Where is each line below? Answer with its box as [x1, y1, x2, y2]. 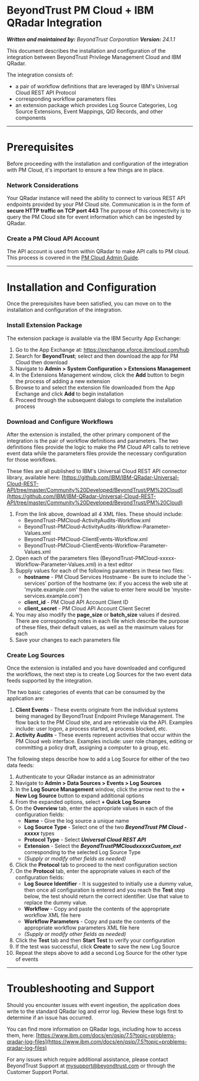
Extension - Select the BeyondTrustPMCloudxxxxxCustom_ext [24, 842, 181, 850]
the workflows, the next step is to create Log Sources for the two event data [6, 671, 192, 678]
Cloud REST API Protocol [15, 89, 76, 96]
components [15, 114, 46, 121]
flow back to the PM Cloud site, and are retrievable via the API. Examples [15, 719, 193, 726]
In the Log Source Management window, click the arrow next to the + [15, 786, 185, 793]
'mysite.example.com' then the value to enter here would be [24, 586, 171, 593]
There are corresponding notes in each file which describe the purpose [15, 617, 190, 625]
